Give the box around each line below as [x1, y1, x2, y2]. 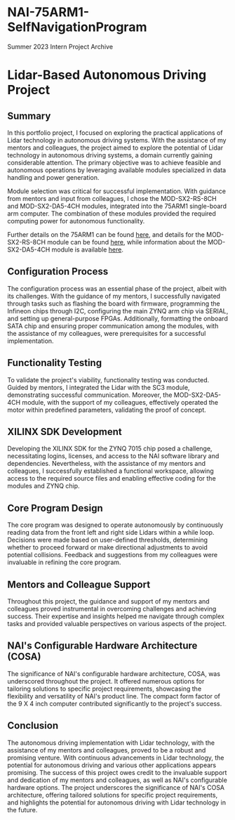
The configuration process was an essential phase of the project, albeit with [7, 284, 227, 292]
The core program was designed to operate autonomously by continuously [7, 521, 224, 529]
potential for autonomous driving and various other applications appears [7, 760, 217, 769]
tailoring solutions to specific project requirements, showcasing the [7, 684, 202, 693]
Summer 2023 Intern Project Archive [7, 42, 114, 51]
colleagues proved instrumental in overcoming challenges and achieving [7, 605, 217, 613]
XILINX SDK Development [7, 426, 122, 438]
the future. [7, 805, 38, 814]
